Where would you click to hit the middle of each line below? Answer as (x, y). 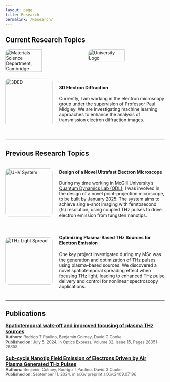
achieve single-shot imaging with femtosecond (108, 204)
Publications (26, 313)
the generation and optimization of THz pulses (107, 260)
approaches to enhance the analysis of (99, 115)
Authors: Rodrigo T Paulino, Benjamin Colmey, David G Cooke (64, 337)
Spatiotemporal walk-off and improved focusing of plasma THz (79, 326)
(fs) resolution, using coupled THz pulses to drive (110, 210)
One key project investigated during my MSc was (110, 254)
